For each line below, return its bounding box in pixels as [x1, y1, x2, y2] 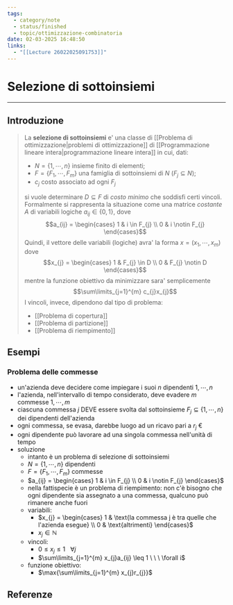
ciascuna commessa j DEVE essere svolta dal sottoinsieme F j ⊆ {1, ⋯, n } [17, 405, 224, 415]
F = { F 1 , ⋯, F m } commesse [27, 468, 103, 477]
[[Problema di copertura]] [34, 312, 108, 320]
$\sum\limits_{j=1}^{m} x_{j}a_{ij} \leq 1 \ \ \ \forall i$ [37, 554, 186, 562]
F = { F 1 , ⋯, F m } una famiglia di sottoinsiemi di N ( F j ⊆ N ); [34, 169, 196, 179]
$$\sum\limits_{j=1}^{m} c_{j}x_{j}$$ [73, 287, 178, 296]
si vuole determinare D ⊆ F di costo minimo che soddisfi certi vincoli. [24, 193, 223, 201]
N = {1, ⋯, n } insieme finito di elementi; [34, 161, 146, 170]
